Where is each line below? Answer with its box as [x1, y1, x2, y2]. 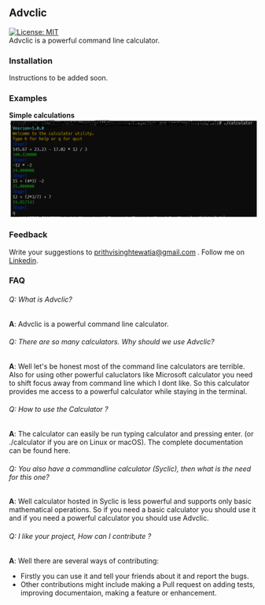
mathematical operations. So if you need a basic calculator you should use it [9, 505, 256, 514]
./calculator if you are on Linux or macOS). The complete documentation [9, 437, 244, 447]
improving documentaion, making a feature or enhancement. [20, 588, 217, 597]
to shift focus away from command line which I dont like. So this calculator [9, 378, 250, 388]
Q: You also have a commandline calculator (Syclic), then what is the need [9, 464, 252, 473]
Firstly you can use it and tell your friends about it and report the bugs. [20, 571, 249, 581]
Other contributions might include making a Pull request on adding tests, [20, 579, 256, 589]
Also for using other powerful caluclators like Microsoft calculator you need [9, 369, 253, 379]
